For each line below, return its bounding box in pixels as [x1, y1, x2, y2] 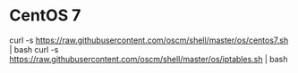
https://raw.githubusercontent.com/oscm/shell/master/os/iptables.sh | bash [9, 53, 288, 64]
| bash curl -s [9, 44, 59, 54]
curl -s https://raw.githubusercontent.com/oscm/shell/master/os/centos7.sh [9, 35, 289, 45]
